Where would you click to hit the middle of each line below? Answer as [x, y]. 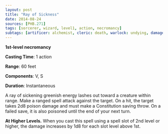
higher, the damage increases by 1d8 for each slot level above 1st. [73, 126]
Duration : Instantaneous [30, 86]
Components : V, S [24, 76]
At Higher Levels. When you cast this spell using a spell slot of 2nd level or [82, 121]
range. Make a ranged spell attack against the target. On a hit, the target [79, 101]
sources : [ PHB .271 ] [25, 24]
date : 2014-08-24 [23, 19]
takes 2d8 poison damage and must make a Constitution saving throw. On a [83, 106]
